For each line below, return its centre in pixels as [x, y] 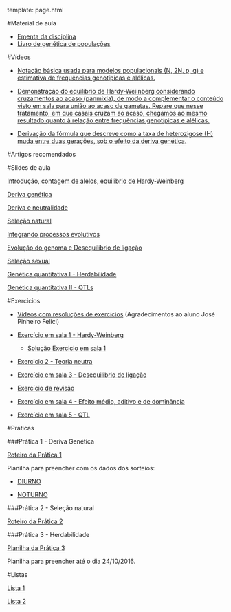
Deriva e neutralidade [38, 208]
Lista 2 [16, 601]
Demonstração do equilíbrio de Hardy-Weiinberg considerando [106, 91]
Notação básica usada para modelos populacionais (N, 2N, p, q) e [110, 70]
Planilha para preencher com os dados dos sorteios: [81, 468]
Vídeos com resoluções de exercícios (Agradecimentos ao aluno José [116, 314]
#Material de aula [32, 23]
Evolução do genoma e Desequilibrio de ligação [75, 248]
